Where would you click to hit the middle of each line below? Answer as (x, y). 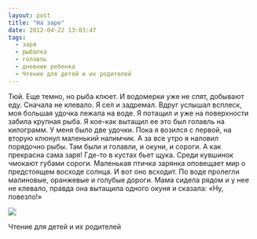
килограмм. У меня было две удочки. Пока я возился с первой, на (120, 130)
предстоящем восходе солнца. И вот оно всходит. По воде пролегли (124, 171)
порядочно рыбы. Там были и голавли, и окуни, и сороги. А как (115, 146)
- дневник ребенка (46, 67)
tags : (17, 37)
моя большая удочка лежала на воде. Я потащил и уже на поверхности (128, 113)
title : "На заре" (37, 23)
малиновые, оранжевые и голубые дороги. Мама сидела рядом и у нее (129, 180)
